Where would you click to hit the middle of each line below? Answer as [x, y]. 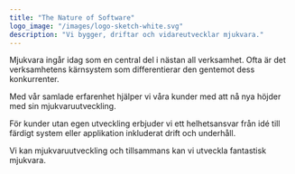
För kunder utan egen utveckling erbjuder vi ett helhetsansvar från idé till [145, 124]
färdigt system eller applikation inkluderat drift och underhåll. [123, 133]
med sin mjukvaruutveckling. [63, 106]
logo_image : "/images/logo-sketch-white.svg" [96, 26]
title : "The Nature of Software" [72, 18]
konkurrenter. [34, 79]
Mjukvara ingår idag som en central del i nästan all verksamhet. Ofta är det [148, 60]
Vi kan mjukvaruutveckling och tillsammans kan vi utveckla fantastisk [138, 151]
